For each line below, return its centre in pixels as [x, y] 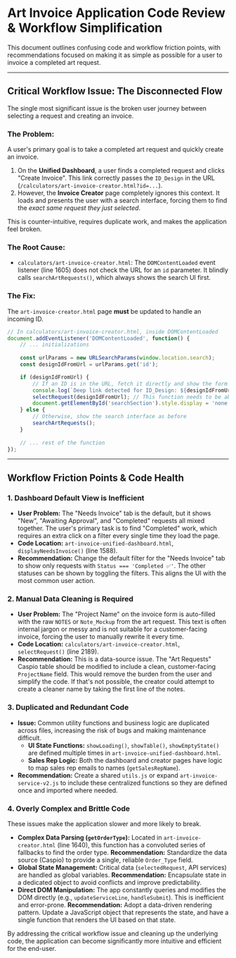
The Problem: [31, 134]
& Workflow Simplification [85, 28]
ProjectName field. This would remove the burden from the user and [114, 674]
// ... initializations [55, 345]
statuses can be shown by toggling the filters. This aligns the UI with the [122, 573]
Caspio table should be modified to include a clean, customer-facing [117, 667]
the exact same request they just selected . [79, 208]
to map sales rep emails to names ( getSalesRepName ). [104, 768]
